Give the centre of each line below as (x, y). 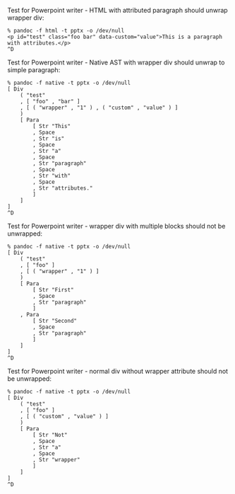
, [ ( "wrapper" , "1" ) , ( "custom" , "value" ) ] (99, 108)
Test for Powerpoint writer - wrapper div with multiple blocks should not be (116, 226)
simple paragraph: (34, 70)
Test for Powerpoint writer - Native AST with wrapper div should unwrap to (116, 62)
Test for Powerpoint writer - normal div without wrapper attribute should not (117, 371)
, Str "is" (49, 139)
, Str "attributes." (63, 188)
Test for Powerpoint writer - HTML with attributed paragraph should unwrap (117, 10)
